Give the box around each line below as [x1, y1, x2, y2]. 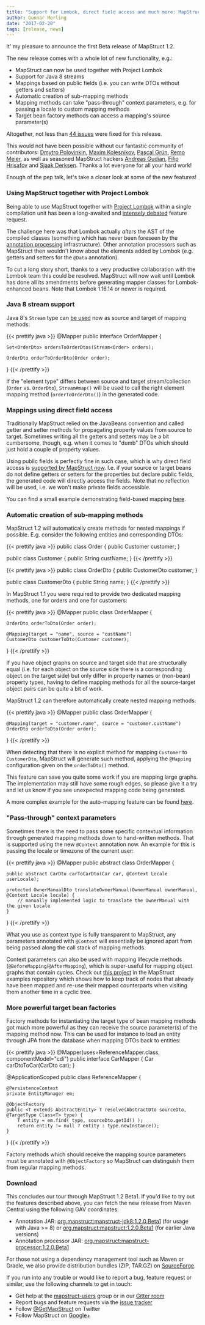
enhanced [6, 285, 32, 292]
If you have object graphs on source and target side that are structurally [6, 659, 187, 667]
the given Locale [6, 903, 51, 909]
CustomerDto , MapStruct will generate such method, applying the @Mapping [6, 755, 192, 762]
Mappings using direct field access [6, 406, 113, 414]
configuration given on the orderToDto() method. [6, 762, 129, 769]
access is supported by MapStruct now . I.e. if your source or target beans [6, 464, 192, 472]
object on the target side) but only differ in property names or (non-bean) [6, 672, 191, 680]
